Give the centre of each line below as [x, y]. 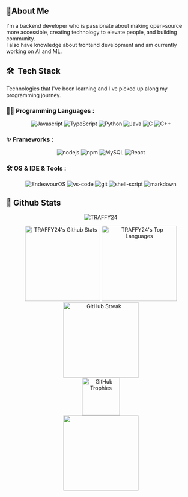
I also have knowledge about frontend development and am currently [92, 45]
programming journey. [34, 95]
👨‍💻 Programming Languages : [50, 110]
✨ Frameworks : [30, 139]
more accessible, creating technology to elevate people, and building [92, 32]
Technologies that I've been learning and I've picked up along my [87, 89]
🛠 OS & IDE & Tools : [36, 168]
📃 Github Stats [34, 203]
